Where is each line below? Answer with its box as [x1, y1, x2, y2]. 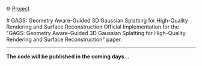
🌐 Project [6, 5, 30, 12]
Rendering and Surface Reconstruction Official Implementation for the [6, 23, 179, 30]
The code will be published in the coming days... [6, 53, 130, 60]
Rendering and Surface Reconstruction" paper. [6, 36, 122, 43]
